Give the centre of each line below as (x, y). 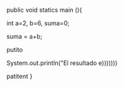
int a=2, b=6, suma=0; (38, 23)
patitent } (19, 76)
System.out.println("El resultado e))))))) (62, 63)
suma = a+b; (24, 36)
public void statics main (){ (44, 10)
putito (15, 50)
